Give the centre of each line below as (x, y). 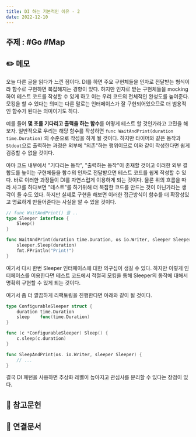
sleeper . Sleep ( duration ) (47, 245)
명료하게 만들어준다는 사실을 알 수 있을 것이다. (64, 202)
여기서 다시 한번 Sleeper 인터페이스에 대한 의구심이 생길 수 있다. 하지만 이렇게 (94, 268)
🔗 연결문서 (24, 427)
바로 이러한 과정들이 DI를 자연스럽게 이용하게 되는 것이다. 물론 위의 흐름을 (97, 180)
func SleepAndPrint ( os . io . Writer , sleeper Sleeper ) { (74, 354)
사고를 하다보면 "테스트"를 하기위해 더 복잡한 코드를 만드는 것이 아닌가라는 (96, 187)
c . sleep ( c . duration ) (41, 339)
